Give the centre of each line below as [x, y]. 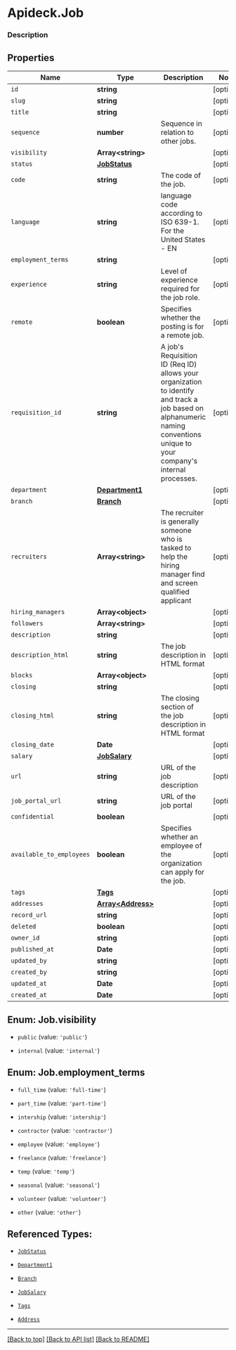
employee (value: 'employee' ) [59, 1144]
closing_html [33, 715]
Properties [31, 58]
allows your [179, 372]
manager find [183, 574]
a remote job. [182, 335]
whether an [179, 836]
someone [176, 530]
